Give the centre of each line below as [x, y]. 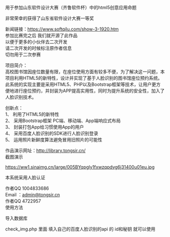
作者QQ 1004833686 [27, 188]
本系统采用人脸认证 [25, 177]
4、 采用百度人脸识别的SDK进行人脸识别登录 [52, 133]
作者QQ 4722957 [23, 201]
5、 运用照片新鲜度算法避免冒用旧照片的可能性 [54, 140]
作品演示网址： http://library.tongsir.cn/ [46, 151]
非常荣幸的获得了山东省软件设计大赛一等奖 [50, 18]
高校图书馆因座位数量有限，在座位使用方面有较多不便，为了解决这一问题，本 [85, 72]
